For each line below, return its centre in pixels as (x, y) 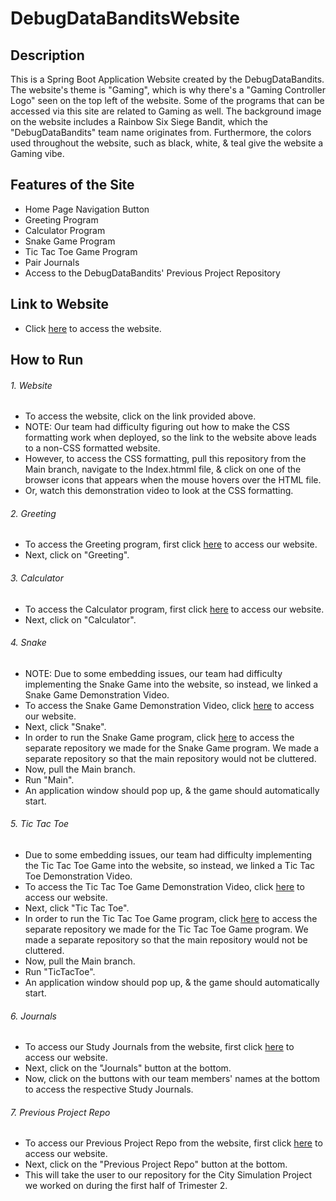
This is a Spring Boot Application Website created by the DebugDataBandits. (167, 79)
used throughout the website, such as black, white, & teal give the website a (167, 143)
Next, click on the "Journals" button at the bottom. (128, 1068)
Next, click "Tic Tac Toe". (77, 908)
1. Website (31, 385)
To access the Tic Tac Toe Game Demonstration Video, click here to (164, 887)
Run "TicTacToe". (60, 972)
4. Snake (28, 643)
